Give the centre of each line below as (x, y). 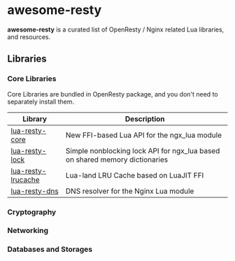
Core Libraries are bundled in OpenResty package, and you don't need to (113, 94)
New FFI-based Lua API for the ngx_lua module (144, 135)
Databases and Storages (50, 249)
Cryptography (32, 212)
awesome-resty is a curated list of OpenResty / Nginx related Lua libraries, (116, 29)
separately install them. (41, 101)
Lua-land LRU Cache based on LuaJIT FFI (135, 175)
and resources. (29, 36)
